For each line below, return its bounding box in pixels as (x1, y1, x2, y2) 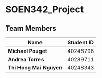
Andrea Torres (8, 56, 44, 63)
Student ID (67, 39, 94, 46)
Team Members (5, 24, 56, 33)
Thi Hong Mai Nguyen (8, 64, 63, 71)
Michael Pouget (8, 47, 47, 55)
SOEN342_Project (5, 4, 84, 15)
